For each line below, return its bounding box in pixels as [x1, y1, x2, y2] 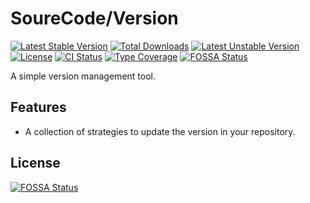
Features [10, 99, 67, 116]
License [10, 155, 61, 172]
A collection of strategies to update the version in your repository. [24, 125, 296, 137]
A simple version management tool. [10, 70, 156, 82]
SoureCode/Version [10, 7, 179, 30]
